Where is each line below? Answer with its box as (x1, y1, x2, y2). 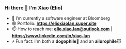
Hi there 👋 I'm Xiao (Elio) (4, 4, 63, 11)
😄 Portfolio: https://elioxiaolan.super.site (11, 20, 97, 26)
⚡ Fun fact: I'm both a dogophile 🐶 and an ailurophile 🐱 (11, 38, 122, 44)
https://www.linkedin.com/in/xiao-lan (11, 33, 90, 39)
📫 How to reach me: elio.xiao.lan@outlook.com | (11, 26, 112, 32)
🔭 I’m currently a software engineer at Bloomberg (11, 16, 110, 21)
